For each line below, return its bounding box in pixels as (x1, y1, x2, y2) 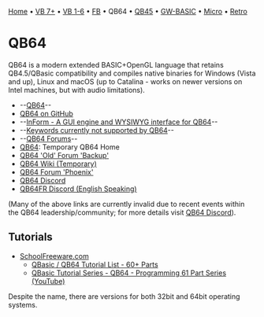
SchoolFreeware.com (19, 251, 89, 260)
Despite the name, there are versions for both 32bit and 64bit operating (8, 291, 240, 301)
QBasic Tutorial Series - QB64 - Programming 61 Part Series (31, 267, 227, 278)
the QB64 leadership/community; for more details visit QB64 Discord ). (8, 208, 236, 217)
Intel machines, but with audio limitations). (8, 85, 146, 94)
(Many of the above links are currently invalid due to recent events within (8, 199, 245, 208)
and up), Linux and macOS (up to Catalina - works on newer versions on (8, 76, 243, 86)
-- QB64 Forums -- (19, 134, 78, 143)
